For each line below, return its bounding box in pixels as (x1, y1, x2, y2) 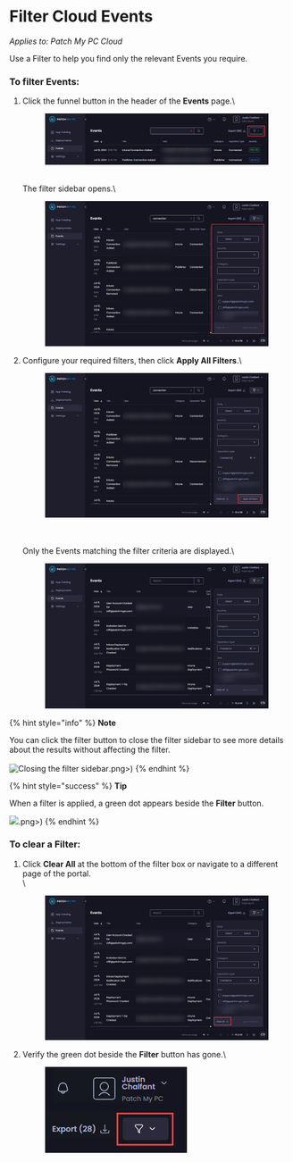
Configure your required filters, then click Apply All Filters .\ (21, 355, 243, 365)
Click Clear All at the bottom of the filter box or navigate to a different (21, 858, 279, 869)
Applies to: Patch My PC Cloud (9, 36, 123, 46)
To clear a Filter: (9, 838, 81, 850)
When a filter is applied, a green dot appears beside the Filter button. (9, 798, 264, 808)
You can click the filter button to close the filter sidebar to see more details (9, 734, 284, 745)
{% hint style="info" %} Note (9, 717, 116, 728)
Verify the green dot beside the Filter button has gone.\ (21, 1049, 226, 1060)
